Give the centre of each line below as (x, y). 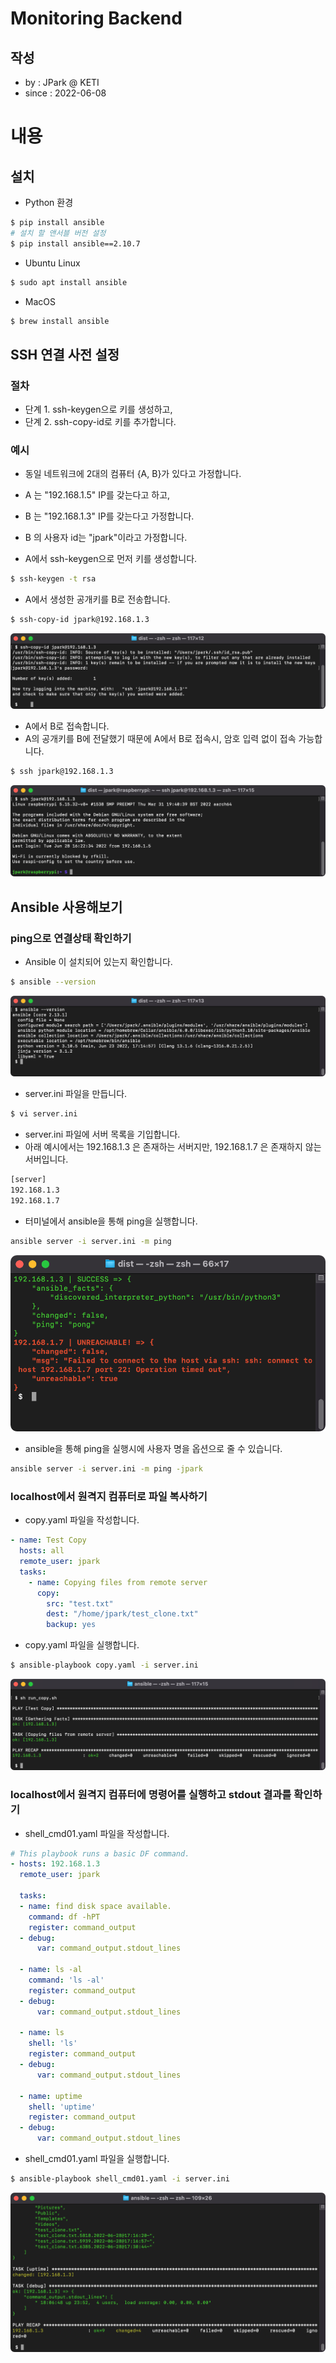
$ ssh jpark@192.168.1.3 (62, 772)
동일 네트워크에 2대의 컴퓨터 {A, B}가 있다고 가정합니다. (133, 474)
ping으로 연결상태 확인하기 (71, 938)
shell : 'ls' (53, 2043)
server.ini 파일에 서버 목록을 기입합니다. (102, 1134)
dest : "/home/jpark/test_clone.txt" (122, 1614)
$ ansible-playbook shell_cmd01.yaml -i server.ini (120, 2179)
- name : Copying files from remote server (118, 1582)
